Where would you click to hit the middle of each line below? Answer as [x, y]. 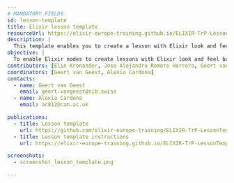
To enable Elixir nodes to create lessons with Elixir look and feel [116, 59]
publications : [28, 117]
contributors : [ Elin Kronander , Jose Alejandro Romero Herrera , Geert [112, 66]
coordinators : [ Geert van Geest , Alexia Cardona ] [81, 72]
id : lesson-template [37, 20]
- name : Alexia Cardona [48, 98]
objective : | [26, 53]
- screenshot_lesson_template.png [63, 162]
